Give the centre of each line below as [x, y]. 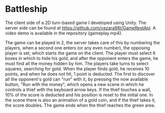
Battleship [26, 9]
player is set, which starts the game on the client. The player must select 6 [80, 53]
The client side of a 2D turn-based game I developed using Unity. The [76, 23]
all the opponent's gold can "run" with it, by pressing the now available [77, 79]
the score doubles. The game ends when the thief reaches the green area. [80, 105]
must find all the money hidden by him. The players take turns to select [77, 63]
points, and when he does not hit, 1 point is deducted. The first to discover [80, 74]
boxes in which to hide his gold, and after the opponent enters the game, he [82, 58]
